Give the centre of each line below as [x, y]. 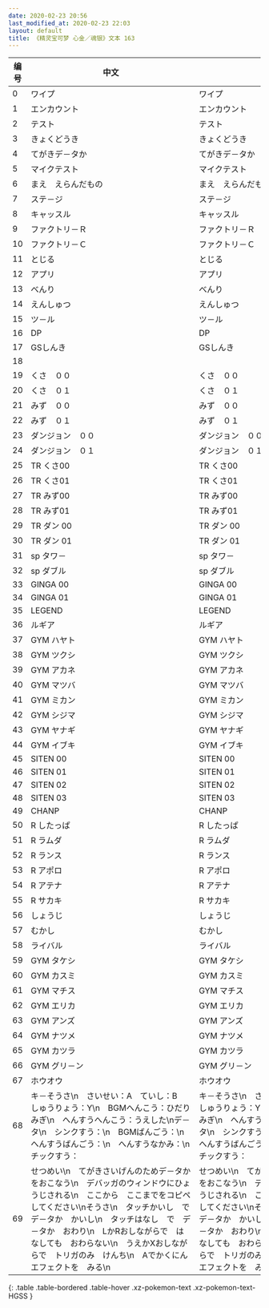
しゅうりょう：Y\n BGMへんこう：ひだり [110, 1108]
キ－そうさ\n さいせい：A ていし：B [104, 1096]
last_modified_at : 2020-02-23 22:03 [69, 23]
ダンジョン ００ [63, 436]
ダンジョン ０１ [63, 451]
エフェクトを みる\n [70, 1267]
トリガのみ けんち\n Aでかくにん [121, 1255]
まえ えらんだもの [67, 184]
